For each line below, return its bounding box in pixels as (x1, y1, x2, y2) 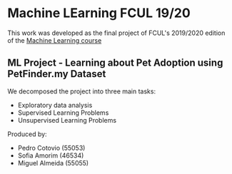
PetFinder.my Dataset (7, 68, 106, 80)
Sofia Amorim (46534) (17, 151, 84, 160)
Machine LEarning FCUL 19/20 (7, 5, 191, 21)
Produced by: (7, 130, 48, 138)
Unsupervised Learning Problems (17, 116, 116, 124)
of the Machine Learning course (7, 36, 102, 44)
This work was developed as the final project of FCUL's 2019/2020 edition (7, 29, 226, 37)
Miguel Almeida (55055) (17, 158, 89, 167)
